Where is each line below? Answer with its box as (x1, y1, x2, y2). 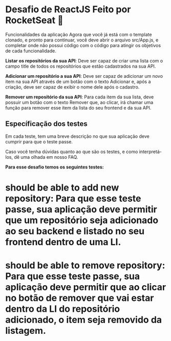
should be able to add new (5, 182, 119, 193)
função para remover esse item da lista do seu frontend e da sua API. (5, 104, 152, 111)
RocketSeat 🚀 (5, 14, 64, 26)
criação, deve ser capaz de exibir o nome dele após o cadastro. (5, 83, 140, 90)
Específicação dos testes (5, 119, 88, 129)
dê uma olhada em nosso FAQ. (14, 154, 78, 160)
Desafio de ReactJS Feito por (5, 4, 131, 15)
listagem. (5, 325, 46, 336)
